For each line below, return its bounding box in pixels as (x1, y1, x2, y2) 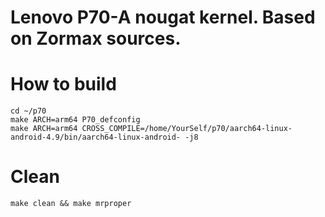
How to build (10, 73, 117, 96)
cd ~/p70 (10, 106, 47, 116)
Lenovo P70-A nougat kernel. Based (10, 6, 316, 29)
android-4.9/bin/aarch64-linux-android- (10, 132, 182, 143)
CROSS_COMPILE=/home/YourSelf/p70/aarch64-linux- (81, 124, 293, 134)
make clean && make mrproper (10, 199, 132, 209)
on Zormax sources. (10, 27, 182, 50)
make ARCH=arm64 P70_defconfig (10, 115, 141, 125)
